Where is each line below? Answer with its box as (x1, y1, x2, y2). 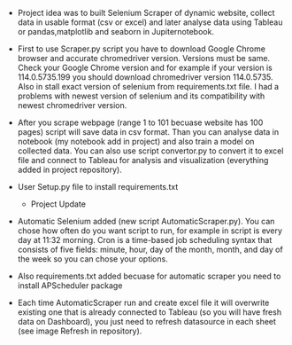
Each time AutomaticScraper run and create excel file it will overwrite (17, 297, 270, 308)
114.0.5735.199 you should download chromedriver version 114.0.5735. (17, 72, 273, 82)
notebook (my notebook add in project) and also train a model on (17, 137, 255, 146)
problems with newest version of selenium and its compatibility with (17, 90, 265, 101)
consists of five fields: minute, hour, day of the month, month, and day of (17, 244, 283, 255)
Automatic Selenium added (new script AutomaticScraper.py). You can (17, 216, 275, 226)
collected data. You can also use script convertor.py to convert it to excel (17, 145, 284, 156)
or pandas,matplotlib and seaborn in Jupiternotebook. (17, 27, 215, 36)
